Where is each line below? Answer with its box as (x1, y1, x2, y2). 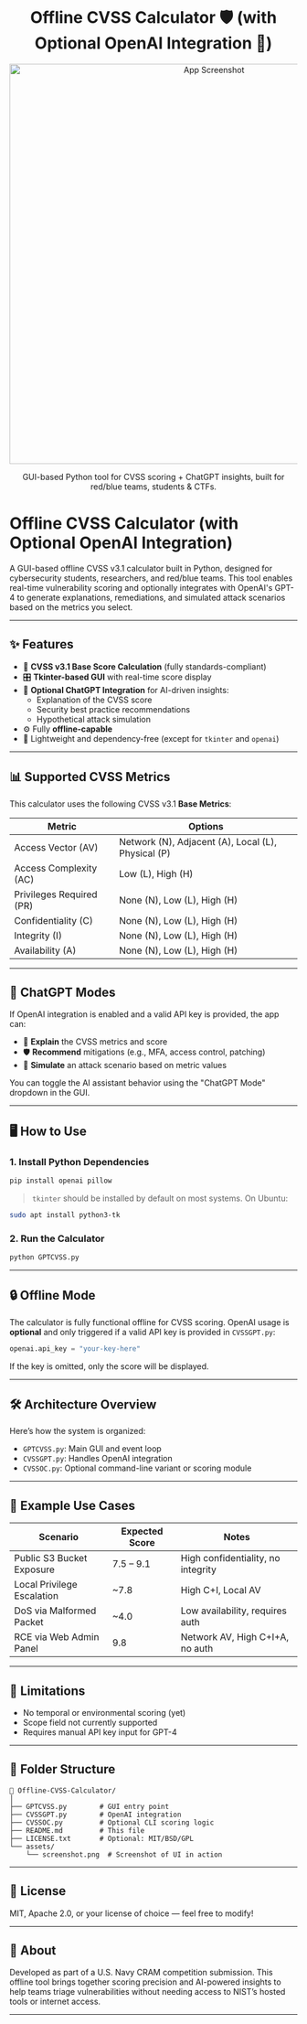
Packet (14, 1616, 44, 1629)
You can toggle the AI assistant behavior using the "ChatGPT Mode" (9, 1077, 267, 1088)
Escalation (14, 1590, 59, 1602)
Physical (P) (118, 847, 171, 860)
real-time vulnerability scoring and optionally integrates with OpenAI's (9, 582, 273, 593)
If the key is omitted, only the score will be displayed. (9, 1360, 209, 1372)
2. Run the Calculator (9, 1232, 105, 1245)
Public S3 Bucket (14, 1552, 88, 1565)
